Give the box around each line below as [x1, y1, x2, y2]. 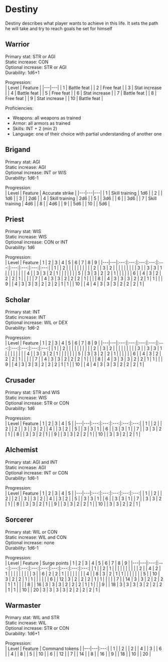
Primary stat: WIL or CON [5, 529, 58, 535]
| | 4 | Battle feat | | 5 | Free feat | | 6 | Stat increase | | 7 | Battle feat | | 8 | [5, 90, 157, 96]
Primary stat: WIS [5, 228, 42, 234]
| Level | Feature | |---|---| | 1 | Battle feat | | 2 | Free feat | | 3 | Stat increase [5, 85, 162, 91]
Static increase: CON [5, 59, 49, 65]
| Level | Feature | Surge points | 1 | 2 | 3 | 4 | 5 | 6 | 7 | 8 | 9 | [5, 560, 130, 566]
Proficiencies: [5, 105, 34, 111]
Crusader [5, 376, 36, 384]
